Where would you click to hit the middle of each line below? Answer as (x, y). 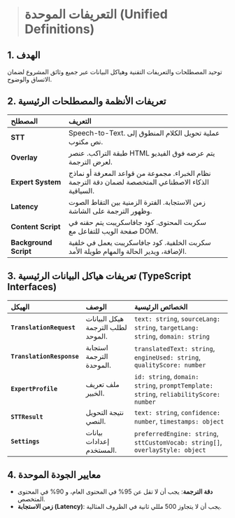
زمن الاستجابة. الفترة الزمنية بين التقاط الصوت (137, 202)
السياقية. (81, 191)
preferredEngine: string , (176, 433)
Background (31, 243)
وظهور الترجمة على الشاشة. (111, 211)
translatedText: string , (175, 348)
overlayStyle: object (170, 450)
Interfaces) (32, 287)
